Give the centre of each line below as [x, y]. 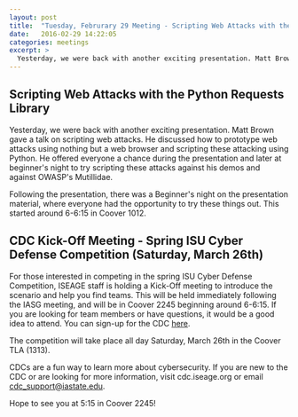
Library [30, 109]
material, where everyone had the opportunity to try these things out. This [144, 203]
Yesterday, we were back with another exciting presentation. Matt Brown [142, 130]
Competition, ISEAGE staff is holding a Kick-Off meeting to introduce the [141, 286]
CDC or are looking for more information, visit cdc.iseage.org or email [136, 376]
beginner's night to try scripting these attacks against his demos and [135, 167]
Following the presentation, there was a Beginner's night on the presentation [149, 194]
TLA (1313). [30, 350]
